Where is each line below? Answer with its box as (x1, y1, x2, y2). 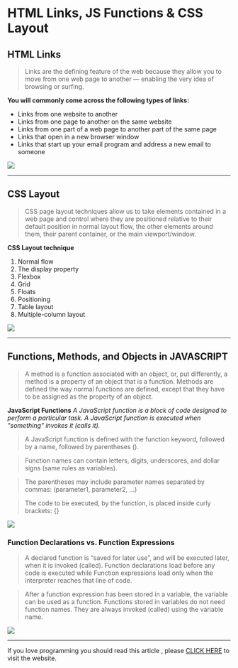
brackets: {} (24, 506, 59, 515)
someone (17, 148, 45, 156)
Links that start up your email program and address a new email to (17, 140, 211, 149)
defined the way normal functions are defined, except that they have (24, 384, 225, 393)
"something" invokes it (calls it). (7, 421, 101, 429)
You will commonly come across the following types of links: (7, 96, 190, 104)
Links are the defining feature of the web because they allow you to (24, 68, 222, 75)
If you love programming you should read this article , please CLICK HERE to (7, 646, 230, 654)
